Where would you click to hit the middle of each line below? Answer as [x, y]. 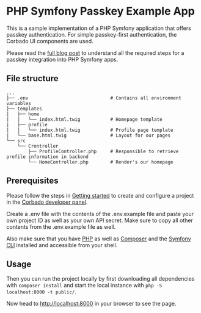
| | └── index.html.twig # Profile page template [90, 130]
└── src [16, 141]
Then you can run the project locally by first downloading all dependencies [100, 279]
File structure [32, 78]
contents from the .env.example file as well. [61, 226]
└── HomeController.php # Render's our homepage [101, 162]
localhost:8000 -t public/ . [42, 292]
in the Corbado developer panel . [47, 202]
